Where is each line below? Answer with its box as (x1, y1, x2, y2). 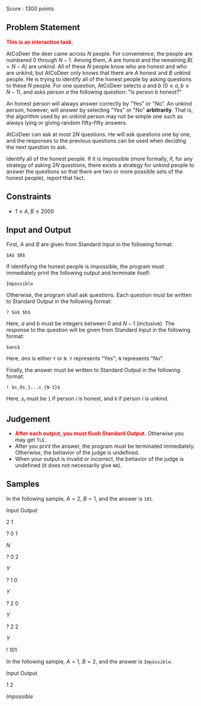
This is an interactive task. (6, 38, 74, 46)
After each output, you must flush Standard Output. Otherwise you (14, 430, 184, 437)
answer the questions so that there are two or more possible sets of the (6, 167, 183, 175)
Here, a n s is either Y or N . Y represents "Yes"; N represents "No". (6, 355, 164, 362)
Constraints (6, 192, 52, 202)
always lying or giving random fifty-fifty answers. (6, 119, 128, 126)
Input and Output (6, 225, 71, 235)
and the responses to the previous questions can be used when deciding (6, 137, 187, 144)
